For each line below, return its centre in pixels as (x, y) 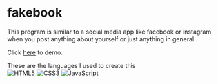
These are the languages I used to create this (71, 65)
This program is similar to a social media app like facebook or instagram (109, 32)
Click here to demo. (35, 52)
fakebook (35, 13)
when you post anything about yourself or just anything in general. (102, 39)
